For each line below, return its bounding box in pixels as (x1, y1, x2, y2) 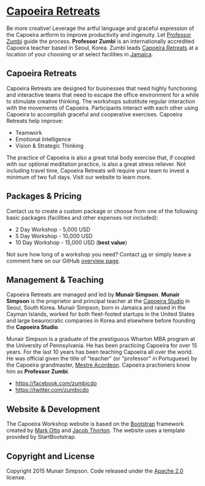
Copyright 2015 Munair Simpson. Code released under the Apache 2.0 (6, 467, 184, 474)
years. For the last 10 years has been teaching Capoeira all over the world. (6, 348, 193, 356)
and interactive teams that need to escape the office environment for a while (6, 91, 199, 99)
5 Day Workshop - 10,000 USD (15, 232, 93, 239)
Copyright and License (6, 451, 95, 462)
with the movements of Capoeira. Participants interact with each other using (6, 104, 199, 111)
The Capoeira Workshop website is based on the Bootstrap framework (6, 421, 184, 428)
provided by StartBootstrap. (6, 433, 76, 441)
